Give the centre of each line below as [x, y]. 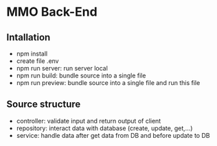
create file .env [37, 61]
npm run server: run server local [62, 68]
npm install [32, 53]
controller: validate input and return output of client [89, 121]
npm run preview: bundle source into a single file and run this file [108, 83]
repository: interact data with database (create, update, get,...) [104, 128]
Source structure [44, 105]
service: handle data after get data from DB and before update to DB [113, 135]
